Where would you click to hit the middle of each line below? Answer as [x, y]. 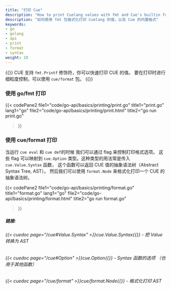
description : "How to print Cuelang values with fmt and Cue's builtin [83, 15]
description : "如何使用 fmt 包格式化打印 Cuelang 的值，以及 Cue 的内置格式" [82, 19]
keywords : [16, 24]
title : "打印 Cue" [24, 10]
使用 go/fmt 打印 [26, 93]
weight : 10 [17, 57]
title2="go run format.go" [100, 198]
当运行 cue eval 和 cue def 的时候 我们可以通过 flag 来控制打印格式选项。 [81, 152]
